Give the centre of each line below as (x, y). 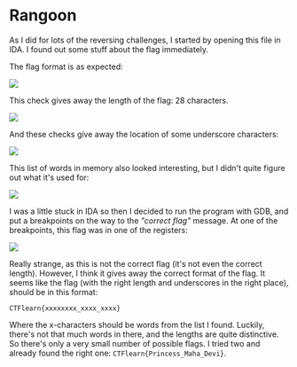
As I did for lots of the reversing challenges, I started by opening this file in (145, 40)
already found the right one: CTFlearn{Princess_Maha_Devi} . (118, 353)
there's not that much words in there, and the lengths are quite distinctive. (144, 334)
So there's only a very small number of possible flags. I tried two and (135, 343)
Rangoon (43, 16)
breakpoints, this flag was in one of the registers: (98, 230)
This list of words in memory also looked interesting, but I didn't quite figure (147, 168)
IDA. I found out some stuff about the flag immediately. (109, 49)
